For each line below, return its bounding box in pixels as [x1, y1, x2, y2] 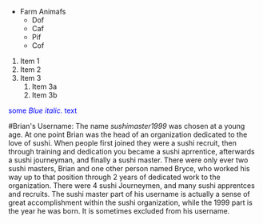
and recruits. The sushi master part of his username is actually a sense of [8, 190, 250, 198]
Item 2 [19, 65, 42, 74]
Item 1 [19, 56, 40, 66]
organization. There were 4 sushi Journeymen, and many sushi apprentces [8, 181, 256, 190]
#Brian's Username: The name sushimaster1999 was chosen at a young [8, 122, 245, 130]
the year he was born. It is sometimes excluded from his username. [8, 206, 230, 215]
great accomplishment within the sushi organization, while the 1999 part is [8, 198, 253, 207]
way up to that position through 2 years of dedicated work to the [8, 172, 221, 182]
